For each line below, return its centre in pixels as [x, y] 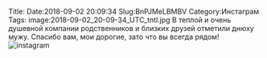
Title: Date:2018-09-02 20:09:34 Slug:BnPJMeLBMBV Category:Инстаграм [134, 12]
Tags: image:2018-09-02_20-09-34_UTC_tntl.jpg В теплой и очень [120, 20]
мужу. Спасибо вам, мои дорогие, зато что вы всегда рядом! [114, 37]
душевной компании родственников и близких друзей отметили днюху [131, 28]
